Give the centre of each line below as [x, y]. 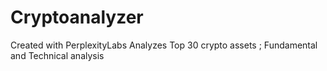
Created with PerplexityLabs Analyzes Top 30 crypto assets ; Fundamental [164, 45]
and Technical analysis [57, 55]
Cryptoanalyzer [77, 17]
